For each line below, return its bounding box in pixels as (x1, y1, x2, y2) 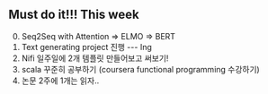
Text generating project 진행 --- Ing (21, 41, 152, 52)
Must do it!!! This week (8, 7, 140, 22)
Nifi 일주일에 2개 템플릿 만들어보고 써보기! (21, 53, 169, 64)
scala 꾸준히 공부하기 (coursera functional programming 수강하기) (21, 64, 260, 74)
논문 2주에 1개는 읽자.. (21, 75, 100, 86)
